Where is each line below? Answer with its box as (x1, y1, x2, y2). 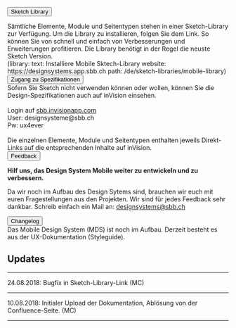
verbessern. (7, 174, 44, 182)
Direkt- (201, 136, 222, 144)
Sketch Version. (7, 52, 53, 60)
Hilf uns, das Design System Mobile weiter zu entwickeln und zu (7, 166, 199, 175)
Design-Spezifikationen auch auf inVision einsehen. (7, 92, 157, 99)
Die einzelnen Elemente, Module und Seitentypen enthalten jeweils (7, 136, 200, 144)
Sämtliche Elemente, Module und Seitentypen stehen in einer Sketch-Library (7, 22, 229, 30)
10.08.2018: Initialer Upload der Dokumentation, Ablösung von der (7, 298, 198, 307)
